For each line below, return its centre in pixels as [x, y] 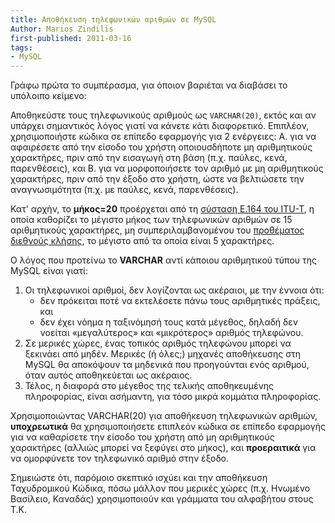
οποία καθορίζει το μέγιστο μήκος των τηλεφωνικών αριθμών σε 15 [151, 220]
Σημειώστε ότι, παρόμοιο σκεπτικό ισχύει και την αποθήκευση [139, 478]
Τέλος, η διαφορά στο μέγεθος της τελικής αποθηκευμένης [149, 386]
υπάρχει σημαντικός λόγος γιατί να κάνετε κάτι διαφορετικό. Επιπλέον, [160, 126]
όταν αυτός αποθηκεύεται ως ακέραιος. [108, 375]
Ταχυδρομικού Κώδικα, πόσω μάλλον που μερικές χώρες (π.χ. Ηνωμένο [160, 488]
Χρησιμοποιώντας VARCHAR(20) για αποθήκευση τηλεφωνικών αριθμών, [164, 416]
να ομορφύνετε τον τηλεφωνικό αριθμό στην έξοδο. [120, 458]
